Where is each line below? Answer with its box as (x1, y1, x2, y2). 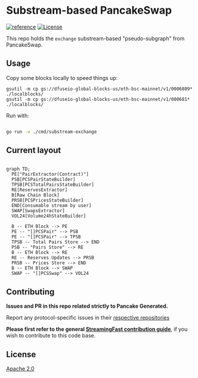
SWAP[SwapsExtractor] (11, 208, 65, 214)
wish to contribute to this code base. (6, 332, 96, 339)
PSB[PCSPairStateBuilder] (11, 176, 76, 182)
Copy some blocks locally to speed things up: (6, 74, 118, 81)
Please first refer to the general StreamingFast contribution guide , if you (6, 326, 188, 333)
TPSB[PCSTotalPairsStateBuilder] (11, 182, 95, 188)
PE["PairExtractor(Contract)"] (11, 171, 89, 178)
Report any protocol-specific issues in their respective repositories (6, 314, 170, 321)
